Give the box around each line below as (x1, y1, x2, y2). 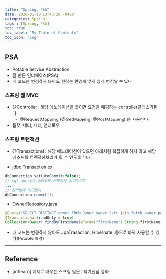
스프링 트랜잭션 (5, 136, 40, 143)
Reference (5, 255, 38, 263)
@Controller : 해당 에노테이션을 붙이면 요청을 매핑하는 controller (12, 104, 138, 110)
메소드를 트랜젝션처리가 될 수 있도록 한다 (12, 154, 90, 160)
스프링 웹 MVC (5, 92, 39, 99)
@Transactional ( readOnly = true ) (5, 215, 74, 220)
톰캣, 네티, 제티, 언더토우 (12, 122, 60, 128)
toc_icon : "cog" (5, 35, 39, 40)
